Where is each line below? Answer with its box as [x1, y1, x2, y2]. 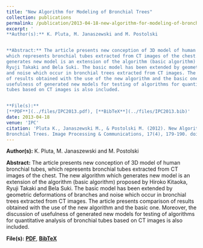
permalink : [6, 20, 34, 26]
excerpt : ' [6, 25, 34, 32]
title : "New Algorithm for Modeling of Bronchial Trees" [6, 8, 153, 15]
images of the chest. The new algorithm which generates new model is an [6, 172, 190, 179]
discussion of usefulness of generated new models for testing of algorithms [6, 211, 195, 218]
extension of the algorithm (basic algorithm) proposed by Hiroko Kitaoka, [6, 179, 188, 186]
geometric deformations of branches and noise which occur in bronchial [6, 191, 186, 199]
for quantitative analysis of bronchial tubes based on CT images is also [6, 217, 183, 224]
